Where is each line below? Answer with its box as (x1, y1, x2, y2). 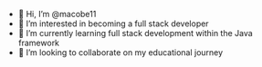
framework (17, 37, 60, 48)
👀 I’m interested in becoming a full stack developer (17, 18, 209, 29)
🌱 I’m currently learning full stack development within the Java (17, 28, 253, 38)
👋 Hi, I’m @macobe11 (17, 9, 97, 19)
